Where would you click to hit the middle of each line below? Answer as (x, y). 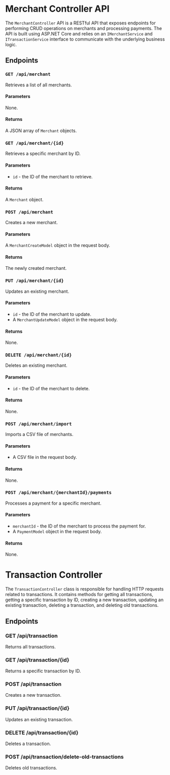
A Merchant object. (24, 199)
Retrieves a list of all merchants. (39, 85)
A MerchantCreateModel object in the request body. (58, 245)
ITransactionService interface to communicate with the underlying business (85, 39)
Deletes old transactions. (31, 768)
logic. (11, 44)
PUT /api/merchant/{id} (35, 281)
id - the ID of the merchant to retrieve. (53, 176)
